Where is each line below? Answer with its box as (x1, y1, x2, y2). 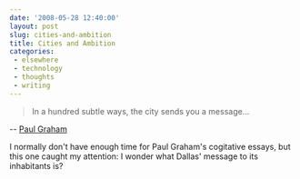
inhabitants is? (9, 160, 64, 171)
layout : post (9, 22, 59, 31)
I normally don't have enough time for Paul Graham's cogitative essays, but (9, 141, 291, 152)
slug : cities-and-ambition (9, 30, 112, 39)
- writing (13, 81, 51, 90)
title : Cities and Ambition (9, 38, 116, 48)
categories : (9, 47, 55, 56)
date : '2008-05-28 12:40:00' (9, 13, 120, 23)
